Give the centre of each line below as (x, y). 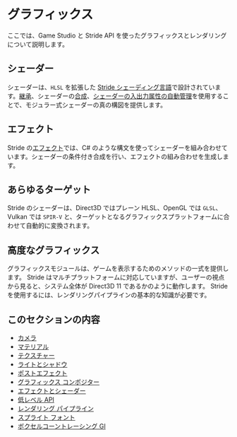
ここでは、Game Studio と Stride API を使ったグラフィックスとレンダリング (117, 35)
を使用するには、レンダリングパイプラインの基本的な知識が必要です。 (109, 295)
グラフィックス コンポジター (59, 382)
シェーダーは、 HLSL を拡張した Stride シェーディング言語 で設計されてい (111, 87)
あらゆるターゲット (49, 189)
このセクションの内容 (54, 319)
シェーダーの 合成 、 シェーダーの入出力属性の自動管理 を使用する (130, 95)
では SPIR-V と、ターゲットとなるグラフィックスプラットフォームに (126, 217)
